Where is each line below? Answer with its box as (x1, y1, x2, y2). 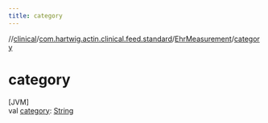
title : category (8, 11, 63, 20)
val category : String (8, 105, 74, 115)
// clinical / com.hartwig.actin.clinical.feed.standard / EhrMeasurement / (8, 34, 235, 43)
